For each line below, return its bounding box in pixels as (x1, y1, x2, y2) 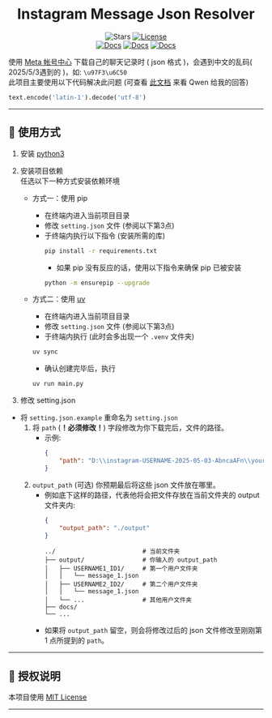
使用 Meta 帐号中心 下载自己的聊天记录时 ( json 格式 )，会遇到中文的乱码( (8, 57, 253, 66)
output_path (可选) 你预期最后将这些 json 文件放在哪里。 (32, 480, 220, 489)
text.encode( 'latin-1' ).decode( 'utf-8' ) (8, 93, 147, 101)
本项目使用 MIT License (8, 692, 87, 702)
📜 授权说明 (8, 669, 61, 683)
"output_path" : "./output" (59, 524, 151, 532)
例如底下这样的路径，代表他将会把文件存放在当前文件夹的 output (44, 489, 261, 499)
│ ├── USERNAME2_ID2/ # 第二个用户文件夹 (44, 580, 198, 588)
